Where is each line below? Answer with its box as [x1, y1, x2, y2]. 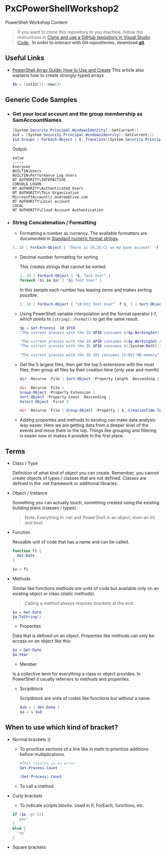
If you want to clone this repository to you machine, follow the [17, 29, 143, 35]
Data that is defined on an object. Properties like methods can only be [12, 633, 155, 639]
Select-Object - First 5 [19, 399, 69, 404]
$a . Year [12, 652, 28, 657]
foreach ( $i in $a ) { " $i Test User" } [19, 278, 102, 283]
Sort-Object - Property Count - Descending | [19, 394, 111, 399]
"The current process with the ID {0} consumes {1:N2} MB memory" [19, 353, 160, 358]
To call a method [19, 783, 54, 789]
